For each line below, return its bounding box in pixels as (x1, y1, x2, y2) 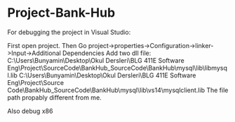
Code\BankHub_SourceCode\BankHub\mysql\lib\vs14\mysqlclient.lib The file (7, 86, 229, 94)
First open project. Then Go (7, 41, 87, 49)
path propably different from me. (7, 93, 102, 102)
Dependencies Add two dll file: (62, 49, 152, 57)
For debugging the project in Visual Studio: (7, 28, 131, 36)
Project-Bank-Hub (7, 5, 116, 21)
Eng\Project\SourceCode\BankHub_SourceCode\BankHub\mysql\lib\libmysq (7, 63, 228, 72)
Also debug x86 (7, 107, 53, 115)
